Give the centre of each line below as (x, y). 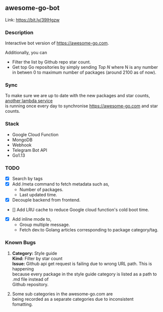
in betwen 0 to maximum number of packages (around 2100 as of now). (84, 72)
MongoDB (22, 140)
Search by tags (27, 178)
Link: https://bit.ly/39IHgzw (32, 20)
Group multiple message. (45, 225)
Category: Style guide (35, 253)
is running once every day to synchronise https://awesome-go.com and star (81, 106)
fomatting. (22, 304)
